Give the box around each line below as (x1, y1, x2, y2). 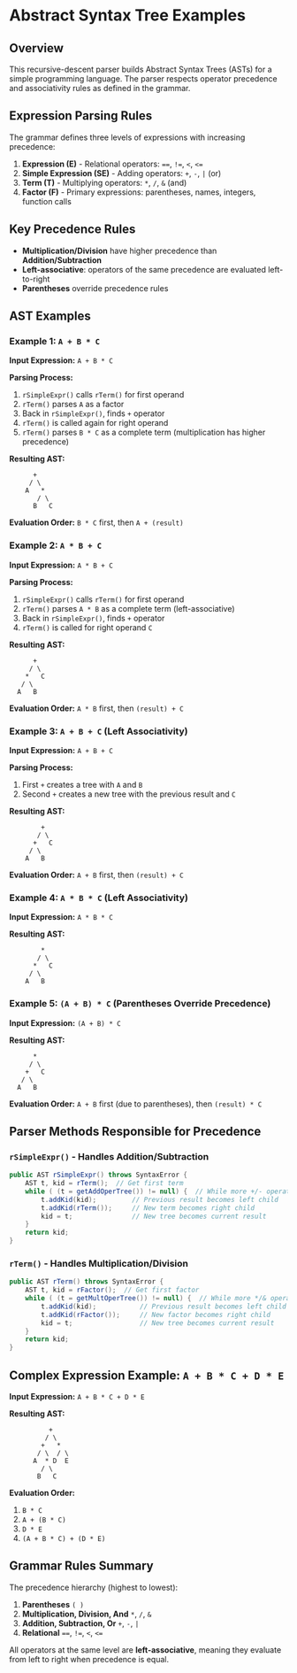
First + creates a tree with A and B (21, 779, 143, 790)
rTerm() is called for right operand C (21, 621, 153, 633)
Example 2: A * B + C (9, 539, 103, 551)
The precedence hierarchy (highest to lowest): (9, 1582, 179, 1592)
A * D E (32, 1457, 69, 1466)
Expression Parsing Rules (9, 108, 153, 124)
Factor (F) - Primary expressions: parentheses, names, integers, (21, 187, 256, 197)
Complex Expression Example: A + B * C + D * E (9, 1368, 285, 1383)
